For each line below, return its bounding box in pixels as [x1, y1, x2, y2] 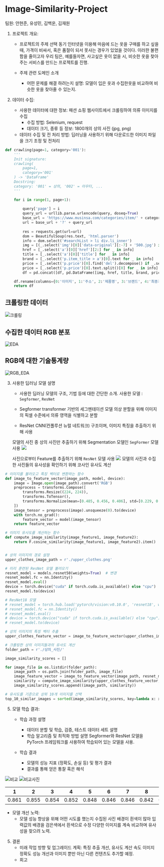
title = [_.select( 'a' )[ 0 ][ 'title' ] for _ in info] [22, 252, 130, 257]
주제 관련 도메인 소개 [19, 70, 59, 75]
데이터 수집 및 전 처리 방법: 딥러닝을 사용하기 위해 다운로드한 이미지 [19, 131, 147, 138]
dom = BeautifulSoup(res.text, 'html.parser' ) [22, 234, 119, 238]
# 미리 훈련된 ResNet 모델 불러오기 [5, 566, 68, 571]
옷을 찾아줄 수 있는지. [36, 86, 77, 92]
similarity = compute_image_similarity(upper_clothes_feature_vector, [14, 679, 161, 683]
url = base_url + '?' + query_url [22, 220, 93, 225]
